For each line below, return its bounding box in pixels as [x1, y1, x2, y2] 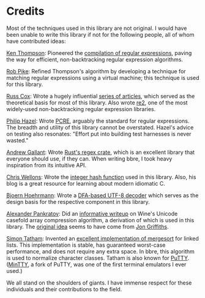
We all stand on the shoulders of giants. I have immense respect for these [6, 279, 192, 286]
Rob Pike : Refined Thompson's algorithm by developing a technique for [6, 67, 186, 74]
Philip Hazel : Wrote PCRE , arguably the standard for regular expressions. [6, 117, 190, 125]
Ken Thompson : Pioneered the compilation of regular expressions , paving [6, 49, 192, 56]
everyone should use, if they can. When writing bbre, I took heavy [6, 154, 173, 162]
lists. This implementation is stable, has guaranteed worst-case [6, 241, 166, 249]
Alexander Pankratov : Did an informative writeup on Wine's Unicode [6, 209, 178, 217]
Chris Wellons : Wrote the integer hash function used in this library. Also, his [6, 173, 196, 181]
